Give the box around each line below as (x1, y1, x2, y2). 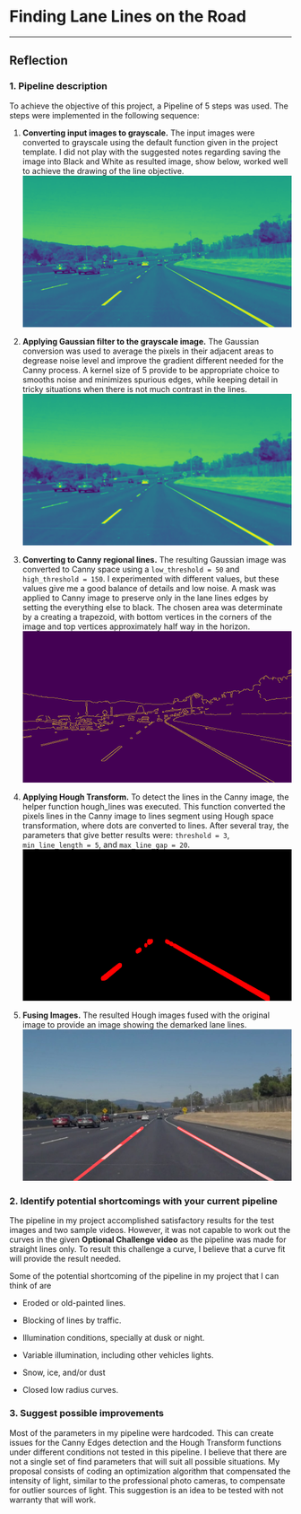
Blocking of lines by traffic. (21, 1315, 122, 1326)
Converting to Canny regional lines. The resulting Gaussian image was (21, 554, 287, 564)
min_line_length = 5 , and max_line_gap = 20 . (21, 839, 191, 850)
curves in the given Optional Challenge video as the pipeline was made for (9, 1234, 287, 1245)
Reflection (9, 53, 69, 68)
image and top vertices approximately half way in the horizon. (21, 621, 251, 632)
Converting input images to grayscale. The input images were (21, 127, 255, 138)
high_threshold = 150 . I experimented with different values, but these (21, 573, 279, 584)
